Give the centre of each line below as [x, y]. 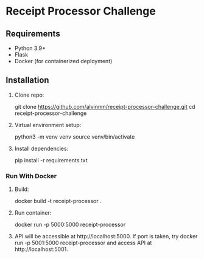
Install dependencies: [41, 148]
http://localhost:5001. [41, 249]
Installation [27, 80]
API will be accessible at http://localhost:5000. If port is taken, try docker [106, 237]
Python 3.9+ [30, 48]
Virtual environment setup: [48, 125]
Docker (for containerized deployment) [63, 61]
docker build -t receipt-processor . [58, 201]
